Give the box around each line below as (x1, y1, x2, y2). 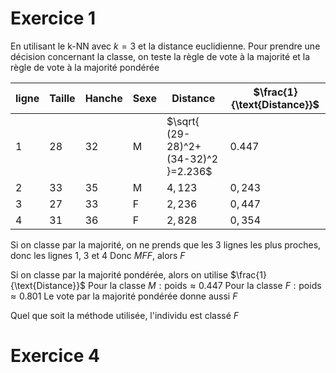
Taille (49, 91, 76, 105)
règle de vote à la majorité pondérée (10, 61, 160, 73)
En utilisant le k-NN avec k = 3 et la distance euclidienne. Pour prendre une (10, 40, 321, 52)
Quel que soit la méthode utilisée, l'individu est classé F (10, 309, 240, 321)
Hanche (84, 91, 123, 105)
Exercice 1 (10, 7, 97, 30)
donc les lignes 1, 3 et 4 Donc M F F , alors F (10, 249, 186, 261)
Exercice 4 (10, 345, 100, 367)
